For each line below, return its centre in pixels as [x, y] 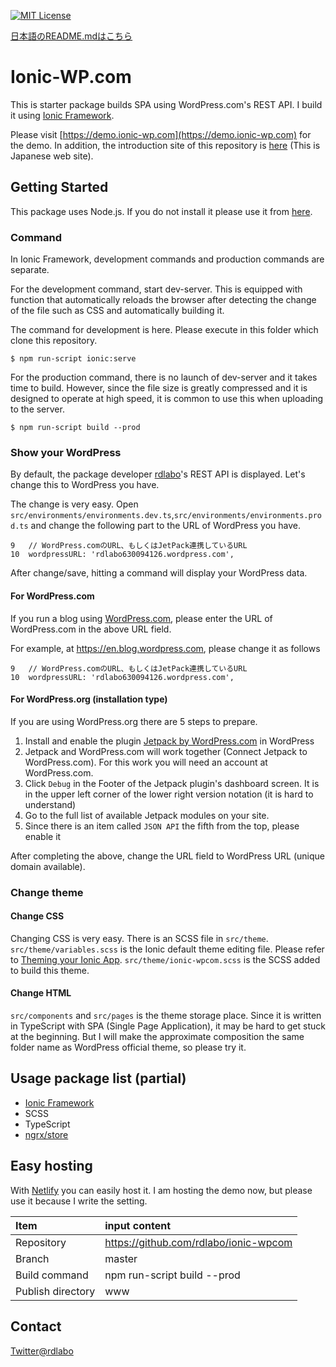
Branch [32, 1258]
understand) [50, 804]
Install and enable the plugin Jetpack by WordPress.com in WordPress [169, 741]
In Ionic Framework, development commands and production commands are [167, 259]
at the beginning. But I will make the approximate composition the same [157, 1037]
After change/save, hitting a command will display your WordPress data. [159, 573]
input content [138, 1225]
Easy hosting [51, 1166]
